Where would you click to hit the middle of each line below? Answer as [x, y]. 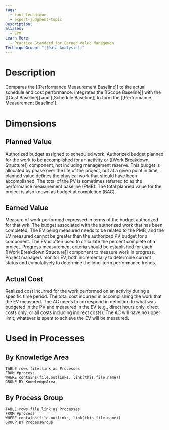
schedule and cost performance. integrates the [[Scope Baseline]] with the [83, 92]
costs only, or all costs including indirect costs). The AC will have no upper [83, 312]
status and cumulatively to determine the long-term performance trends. [81, 263]
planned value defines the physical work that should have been [71, 176]
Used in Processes [45, 339]
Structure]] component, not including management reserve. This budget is [83, 165]
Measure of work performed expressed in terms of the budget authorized [82, 220]
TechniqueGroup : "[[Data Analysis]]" [45, 48]
